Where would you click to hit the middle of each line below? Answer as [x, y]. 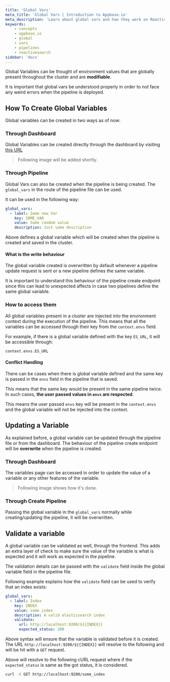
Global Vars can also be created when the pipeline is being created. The [80, 184]
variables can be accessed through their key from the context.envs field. [81, 327]
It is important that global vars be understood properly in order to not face [82, 87]
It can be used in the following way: [42, 199]
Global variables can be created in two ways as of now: [63, 120]
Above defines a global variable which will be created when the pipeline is [82, 237]
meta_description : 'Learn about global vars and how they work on [77, 19]
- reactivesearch [33, 52]
